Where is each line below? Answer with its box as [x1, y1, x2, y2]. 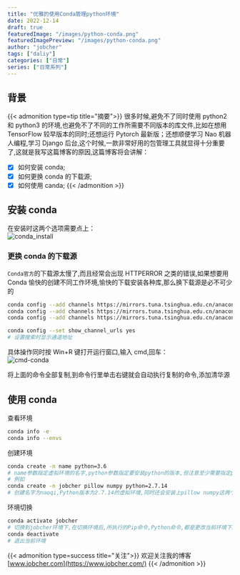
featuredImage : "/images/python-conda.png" [7, 30, 139, 38]
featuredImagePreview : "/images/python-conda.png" [7, 37, 161, 44]
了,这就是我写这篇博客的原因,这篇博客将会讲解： [7, 148, 149, 156]
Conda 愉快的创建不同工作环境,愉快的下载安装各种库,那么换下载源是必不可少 [7, 278, 233, 286]
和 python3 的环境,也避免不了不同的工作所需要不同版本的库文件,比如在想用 [7, 121, 227, 129]
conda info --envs [7, 434, 62, 441]
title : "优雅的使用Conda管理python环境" [7, 10, 120, 18]
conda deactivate [7, 530, 59, 538]
